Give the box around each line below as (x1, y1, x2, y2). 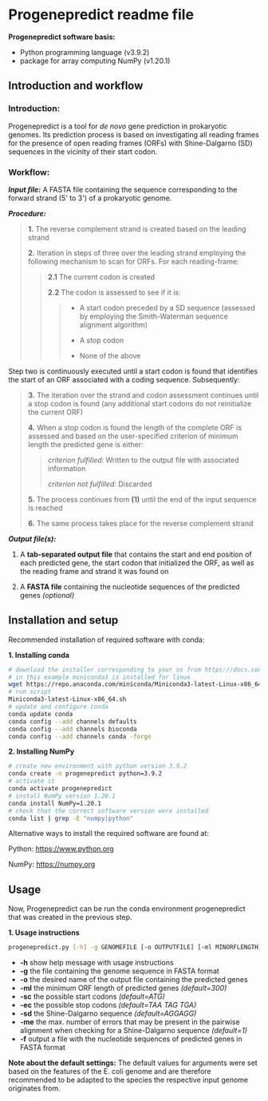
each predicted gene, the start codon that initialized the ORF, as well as (19, 557, 254, 568)
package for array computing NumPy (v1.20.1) (19, 56, 171, 65)
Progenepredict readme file (8, 6, 194, 24)
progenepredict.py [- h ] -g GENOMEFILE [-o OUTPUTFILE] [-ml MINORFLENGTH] (8, 944, 262, 952)
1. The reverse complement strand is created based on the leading (27, 224, 246, 233)
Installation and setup (8, 613, 119, 628)
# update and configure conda (8, 703, 109, 711)
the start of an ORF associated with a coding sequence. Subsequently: (8, 374, 240, 384)
